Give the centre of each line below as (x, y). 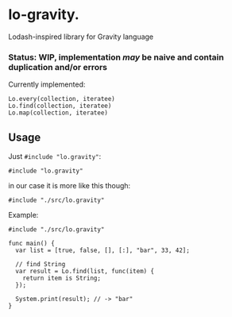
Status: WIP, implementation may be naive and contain (116, 57)
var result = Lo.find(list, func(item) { (85, 272)
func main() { (32, 244)
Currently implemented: (47, 84)
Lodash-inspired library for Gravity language (81, 37)
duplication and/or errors (58, 67)
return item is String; (62, 278)
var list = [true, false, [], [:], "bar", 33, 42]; (103, 251)
